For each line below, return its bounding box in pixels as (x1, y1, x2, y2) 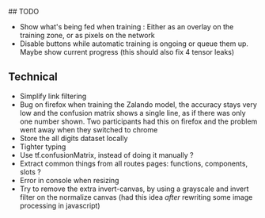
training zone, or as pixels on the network (19, 31, 156, 40)
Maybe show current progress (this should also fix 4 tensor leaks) (19, 48, 235, 56)
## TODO (8, 7, 40, 16)
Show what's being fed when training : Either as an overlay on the (19, 22, 234, 31)
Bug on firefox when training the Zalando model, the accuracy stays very (19, 99, 257, 109)
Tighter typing (19, 142, 66, 151)
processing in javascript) (19, 201, 100, 210)
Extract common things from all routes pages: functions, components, (19, 159, 248, 168)
